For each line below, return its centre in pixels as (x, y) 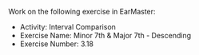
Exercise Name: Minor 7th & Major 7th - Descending (105, 35)
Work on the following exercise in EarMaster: (82, 12)
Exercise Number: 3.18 (57, 44)
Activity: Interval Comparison (68, 27)
